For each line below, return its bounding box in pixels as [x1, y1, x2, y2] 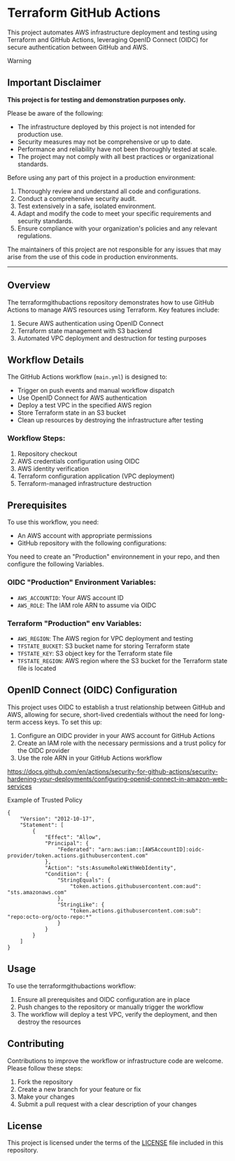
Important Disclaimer [7, 77, 101, 89]
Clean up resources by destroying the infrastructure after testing [17, 416, 204, 424]
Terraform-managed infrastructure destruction [17, 479, 152, 487]
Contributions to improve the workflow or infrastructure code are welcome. [7, 1056, 224, 1065]
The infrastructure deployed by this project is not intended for [17, 123, 196, 131]
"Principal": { [44, 840, 90, 847]
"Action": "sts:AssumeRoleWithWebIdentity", [44, 864, 177, 871]
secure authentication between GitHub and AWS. [7, 43, 149, 51]
